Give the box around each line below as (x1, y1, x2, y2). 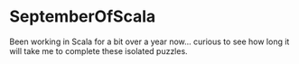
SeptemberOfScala (9, 6, 156, 27)
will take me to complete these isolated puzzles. (9, 45, 188, 56)
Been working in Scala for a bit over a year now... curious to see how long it (9, 36, 290, 47)
